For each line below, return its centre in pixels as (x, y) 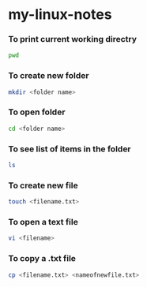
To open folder (37, 112)
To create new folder (49, 76)
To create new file (43, 185)
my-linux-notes (60, 15)
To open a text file (43, 222)
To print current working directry (72, 39)
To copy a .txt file (42, 259)
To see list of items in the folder (70, 149)
